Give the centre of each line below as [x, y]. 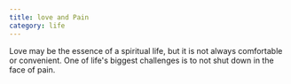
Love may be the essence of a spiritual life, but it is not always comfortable [146, 50]
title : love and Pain [49, 17]
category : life [37, 26]
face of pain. [32, 69]
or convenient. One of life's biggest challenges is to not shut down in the [142, 60]
